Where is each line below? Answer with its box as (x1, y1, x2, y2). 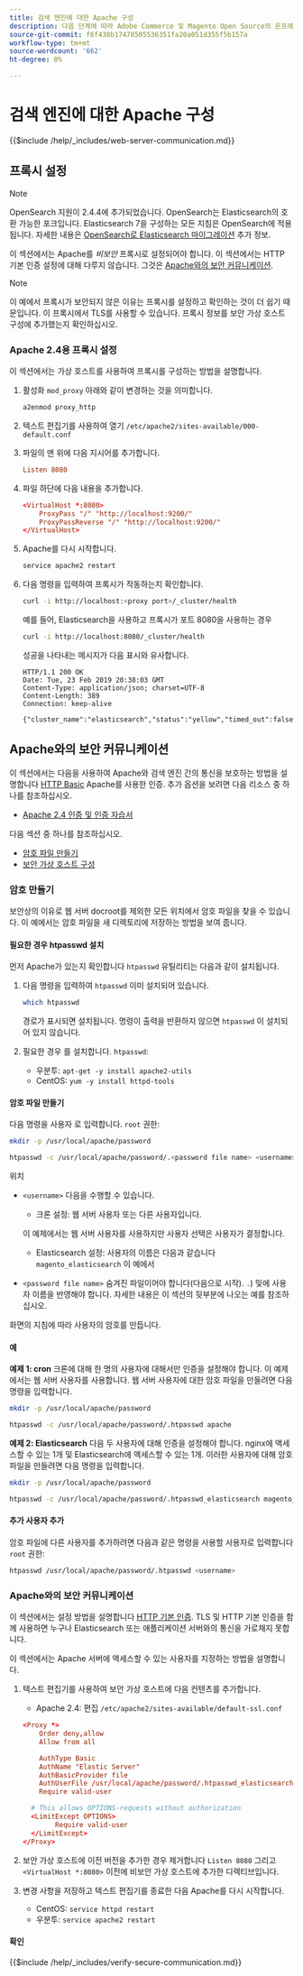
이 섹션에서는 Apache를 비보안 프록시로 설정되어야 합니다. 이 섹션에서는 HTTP (9, 248, 286, 259)
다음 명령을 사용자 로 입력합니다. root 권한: (9, 1119, 161, 1130)
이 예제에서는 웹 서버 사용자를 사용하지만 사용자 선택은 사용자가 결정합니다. (22, 1228, 286, 1239)
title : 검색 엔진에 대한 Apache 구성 (9, 13, 134, 23)
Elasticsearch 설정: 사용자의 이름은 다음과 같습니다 (35, 1247, 216, 1258)
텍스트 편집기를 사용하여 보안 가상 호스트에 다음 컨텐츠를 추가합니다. (22, 1684, 262, 1695)
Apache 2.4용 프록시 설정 (9, 344, 117, 356)
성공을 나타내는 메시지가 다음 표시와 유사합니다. (22, 649, 189, 660)
